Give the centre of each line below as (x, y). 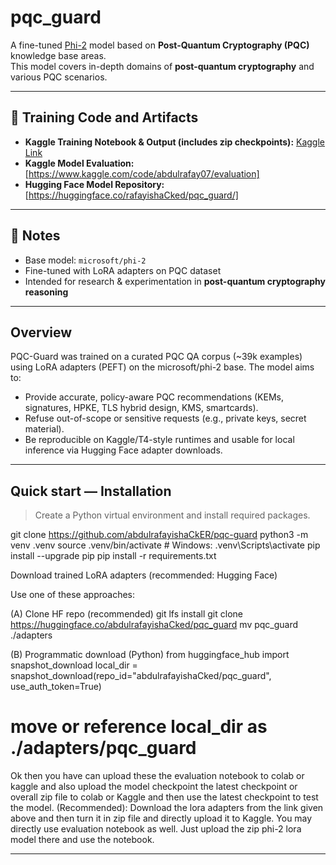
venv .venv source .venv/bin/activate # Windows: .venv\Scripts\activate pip (165, 545)
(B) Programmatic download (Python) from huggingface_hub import (150, 655)
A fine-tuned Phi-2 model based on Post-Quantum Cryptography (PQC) (160, 45)
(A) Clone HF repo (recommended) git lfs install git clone (126, 614)
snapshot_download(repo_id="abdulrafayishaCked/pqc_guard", (141, 676)
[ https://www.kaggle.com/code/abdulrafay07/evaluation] (142, 173)
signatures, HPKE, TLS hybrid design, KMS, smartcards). (141, 408)
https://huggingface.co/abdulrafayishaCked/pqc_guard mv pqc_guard (154, 625)
